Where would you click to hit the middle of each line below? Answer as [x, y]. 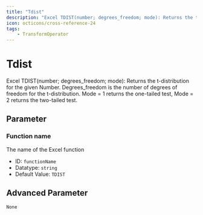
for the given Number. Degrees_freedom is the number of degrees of [92, 88]
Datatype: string [36, 167]
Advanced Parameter [47, 193]
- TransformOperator [43, 34]
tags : [13, 29]
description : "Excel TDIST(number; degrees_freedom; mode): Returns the [100, 18]
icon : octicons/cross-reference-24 [51, 23]
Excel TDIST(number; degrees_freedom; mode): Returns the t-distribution [98, 81]
